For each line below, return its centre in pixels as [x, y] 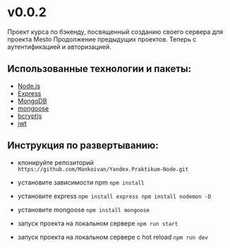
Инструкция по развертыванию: [83, 145]
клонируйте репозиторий [55, 162]
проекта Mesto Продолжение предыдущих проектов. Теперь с [102, 39]
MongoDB [32, 101]
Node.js [29, 86]
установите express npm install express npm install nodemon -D [114, 196]
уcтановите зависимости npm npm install [81, 182]
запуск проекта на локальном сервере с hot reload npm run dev [113, 237]
